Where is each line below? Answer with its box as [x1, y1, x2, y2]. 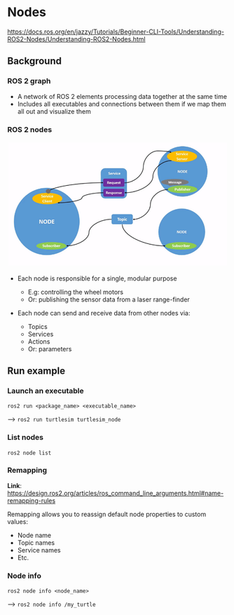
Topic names [17, 538, 55, 547]
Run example [7, 365, 65, 377]
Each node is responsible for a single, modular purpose [17, 274, 177, 283]
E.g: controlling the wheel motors [27, 288, 124, 296]
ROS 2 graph [7, 76, 51, 86]
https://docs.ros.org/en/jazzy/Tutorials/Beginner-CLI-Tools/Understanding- [7, 27, 224, 36]
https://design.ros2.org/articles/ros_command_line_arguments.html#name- [7, 489, 224, 497]
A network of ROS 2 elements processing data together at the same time [17, 92, 228, 100]
